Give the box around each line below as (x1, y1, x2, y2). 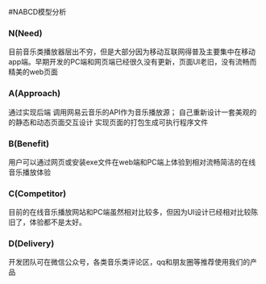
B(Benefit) (8, 138, 50, 149)
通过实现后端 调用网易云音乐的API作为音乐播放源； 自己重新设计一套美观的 (8, 107, 257, 117)
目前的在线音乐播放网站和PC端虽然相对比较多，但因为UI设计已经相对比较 (8, 207, 251, 217)
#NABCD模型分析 (8, 7, 67, 16)
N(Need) (8, 27, 43, 39)
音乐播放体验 (8, 167, 51, 177)
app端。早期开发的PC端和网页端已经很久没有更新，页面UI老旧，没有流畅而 (8, 57, 257, 67)
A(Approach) (8, 88, 61, 99)
